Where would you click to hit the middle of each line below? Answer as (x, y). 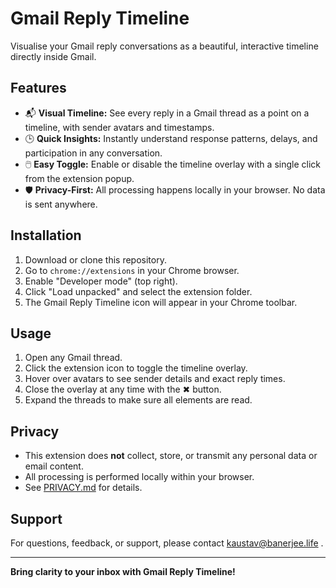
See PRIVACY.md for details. (83, 488)
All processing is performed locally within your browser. (139, 477)
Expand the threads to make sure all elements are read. (138, 400)
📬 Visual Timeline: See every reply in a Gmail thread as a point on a (167, 113)
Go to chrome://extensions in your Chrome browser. (132, 270)
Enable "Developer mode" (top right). (101, 281)
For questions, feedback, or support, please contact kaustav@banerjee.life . (167, 543)
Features (38, 88)
